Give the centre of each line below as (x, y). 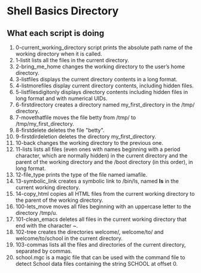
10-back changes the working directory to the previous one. (89, 143)
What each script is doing (55, 33)
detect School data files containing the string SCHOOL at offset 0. (97, 264)
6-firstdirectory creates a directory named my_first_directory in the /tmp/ (105, 105)
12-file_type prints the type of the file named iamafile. (81, 175)
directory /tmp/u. (36, 213)
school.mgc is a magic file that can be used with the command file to (100, 257)
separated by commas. (44, 251)
